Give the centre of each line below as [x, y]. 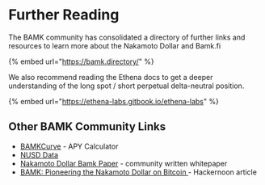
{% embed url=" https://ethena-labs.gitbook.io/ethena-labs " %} [114, 101]
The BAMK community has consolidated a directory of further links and [127, 37]
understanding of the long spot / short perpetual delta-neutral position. [126, 86]
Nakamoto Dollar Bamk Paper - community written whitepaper [124, 163]
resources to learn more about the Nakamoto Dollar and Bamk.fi [115, 45]
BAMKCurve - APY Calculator [69, 146]
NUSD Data [39, 154]
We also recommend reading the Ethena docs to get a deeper [111, 77]
